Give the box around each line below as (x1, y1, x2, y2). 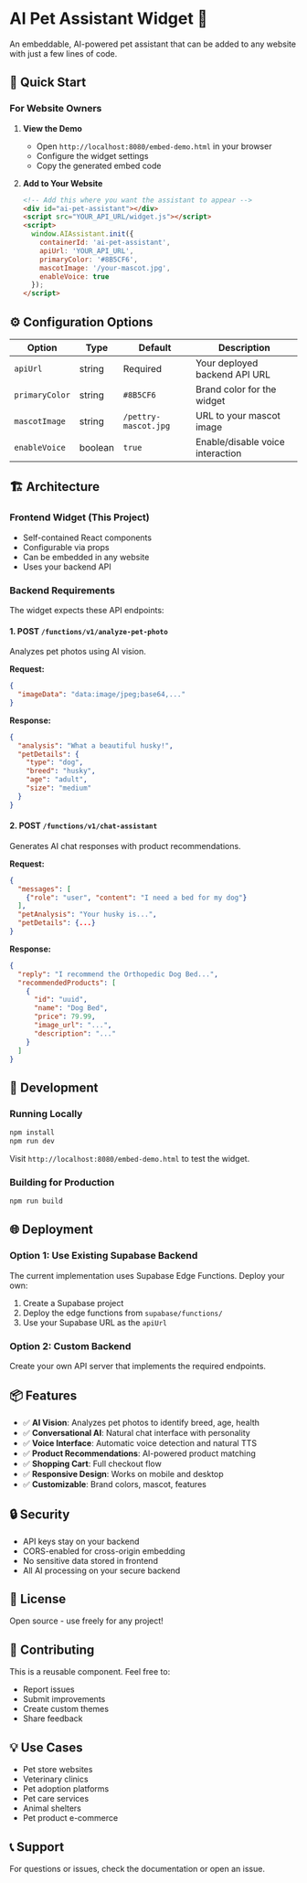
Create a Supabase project (22, 1297, 124, 1308)
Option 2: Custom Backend (9, 1339, 132, 1352)
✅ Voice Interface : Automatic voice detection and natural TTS (22, 1437, 258, 1448)
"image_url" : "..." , (33, 1021, 112, 1030)
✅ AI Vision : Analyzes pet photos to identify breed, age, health (22, 1417, 260, 1428)
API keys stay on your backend (22, 1536, 140, 1547)
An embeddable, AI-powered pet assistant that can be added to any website (9, 38, 297, 49)
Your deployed (195, 356, 259, 369)
